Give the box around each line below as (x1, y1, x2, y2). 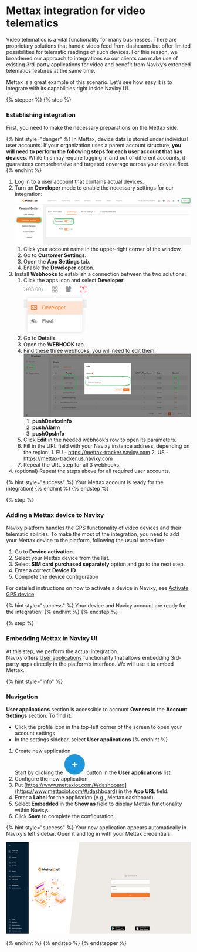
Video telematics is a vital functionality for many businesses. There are (6, 36, 177, 43)
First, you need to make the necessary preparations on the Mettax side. (6, 124, 179, 131)
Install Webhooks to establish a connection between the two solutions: (14, 271, 186, 278)
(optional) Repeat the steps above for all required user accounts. (14, 468, 171, 475)
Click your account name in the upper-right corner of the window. (23, 245, 182, 253)
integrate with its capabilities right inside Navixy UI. (6, 85, 130, 92)
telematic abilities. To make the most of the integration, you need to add (6, 531, 179, 538)
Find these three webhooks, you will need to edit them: (23, 347, 157, 355)
